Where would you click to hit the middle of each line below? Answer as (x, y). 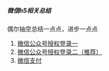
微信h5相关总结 (29, 10)
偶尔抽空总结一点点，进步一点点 (52, 29)
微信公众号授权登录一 (47, 43)
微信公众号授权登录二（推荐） (59, 52)
